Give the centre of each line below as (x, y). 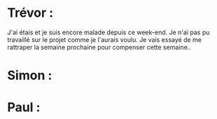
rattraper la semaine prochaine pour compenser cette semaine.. (99, 47)
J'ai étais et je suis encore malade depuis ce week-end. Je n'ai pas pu (108, 32)
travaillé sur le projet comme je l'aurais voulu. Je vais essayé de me (104, 39)
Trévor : (30, 13)
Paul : (24, 107)
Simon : (30, 76)
